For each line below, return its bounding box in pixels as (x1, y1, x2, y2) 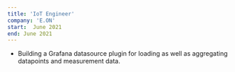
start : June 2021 (7, 23, 62, 30)
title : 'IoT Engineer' (7, 10, 75, 18)
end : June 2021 (7, 30, 53, 37)
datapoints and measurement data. (17, 57, 121, 66)
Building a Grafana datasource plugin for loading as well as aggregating (17, 49, 228, 58)
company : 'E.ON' (7, 17, 56, 24)
